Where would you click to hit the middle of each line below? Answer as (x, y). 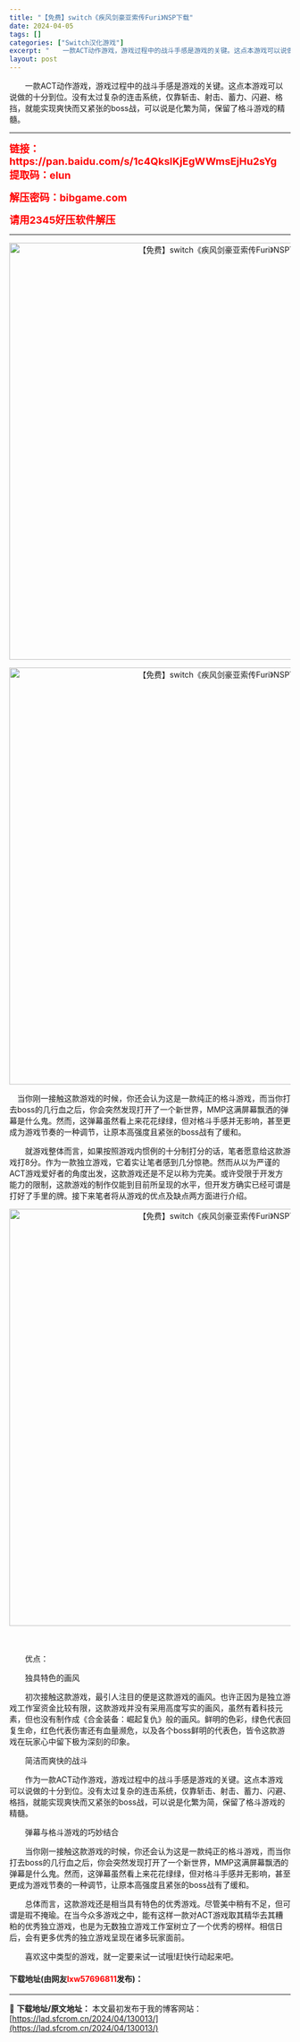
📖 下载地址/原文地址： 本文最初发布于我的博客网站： (106, 2009)
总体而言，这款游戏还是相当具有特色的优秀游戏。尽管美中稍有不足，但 (154, 1904)
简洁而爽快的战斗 (56, 1760)
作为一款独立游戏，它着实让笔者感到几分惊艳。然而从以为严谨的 (162, 1162)
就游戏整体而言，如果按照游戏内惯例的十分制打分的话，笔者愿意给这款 (154, 1151)
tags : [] (25, 34)
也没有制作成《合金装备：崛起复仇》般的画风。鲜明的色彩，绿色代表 (158, 1719)
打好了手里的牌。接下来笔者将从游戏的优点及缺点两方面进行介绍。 (130, 1196)
